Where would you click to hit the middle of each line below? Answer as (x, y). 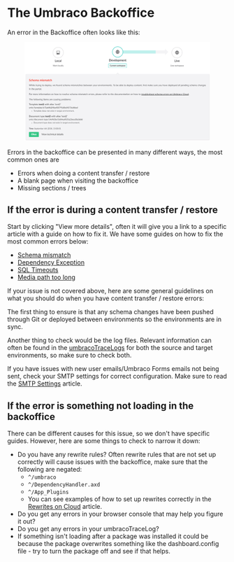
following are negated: (50, 470)
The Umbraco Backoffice (81, 13)
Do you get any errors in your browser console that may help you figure (120, 514)
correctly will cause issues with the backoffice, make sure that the (112, 462)
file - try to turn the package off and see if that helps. (94, 552)
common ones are (33, 160)
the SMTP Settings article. (45, 384)
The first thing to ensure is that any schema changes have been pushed (111, 312)
